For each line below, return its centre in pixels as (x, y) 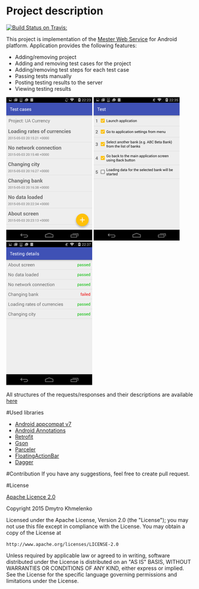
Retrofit (24, 437)
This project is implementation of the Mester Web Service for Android (92, 39)
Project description (55, 11)
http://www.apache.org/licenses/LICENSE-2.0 (62, 544)
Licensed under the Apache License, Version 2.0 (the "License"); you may (97, 520)
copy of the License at (34, 532)
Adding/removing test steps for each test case (72, 69)
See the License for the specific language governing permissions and (92, 574)
